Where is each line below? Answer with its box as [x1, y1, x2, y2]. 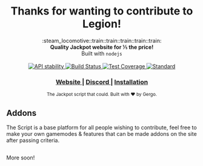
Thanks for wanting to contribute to [10, 4, 193, 18]
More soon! [6, 154, 35, 161]
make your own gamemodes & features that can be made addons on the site [6, 130, 197, 138]
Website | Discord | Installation [55, 77, 148, 86]
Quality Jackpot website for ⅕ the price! [50, 43, 154, 51]
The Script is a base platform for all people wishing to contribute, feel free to [6, 124, 197, 131]
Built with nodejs [81, 49, 122, 57]
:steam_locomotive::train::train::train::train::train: [42, 37, 162, 44]
